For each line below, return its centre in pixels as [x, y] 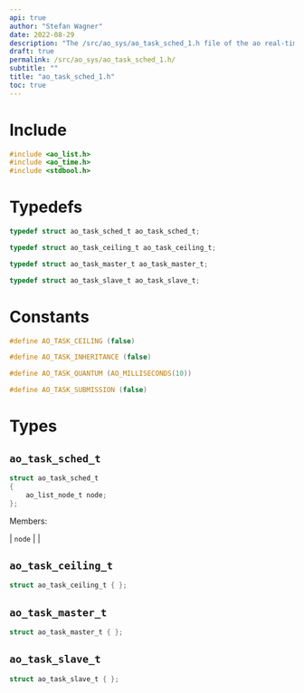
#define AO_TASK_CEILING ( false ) [72, 341]
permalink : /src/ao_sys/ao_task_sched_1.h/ [93, 60]
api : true [28, 18]
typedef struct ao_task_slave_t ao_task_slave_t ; [105, 280]
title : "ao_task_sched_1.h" [62, 77]
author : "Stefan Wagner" [56, 26]
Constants [49, 317]
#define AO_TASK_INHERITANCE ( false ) [81, 357]
